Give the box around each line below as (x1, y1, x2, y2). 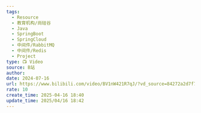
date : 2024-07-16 (6, 75, 50, 81)
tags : (6, 8, 20, 15)
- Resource (11, 14, 39, 20)
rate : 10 (6, 87, 28, 93)
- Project (11, 53, 36, 59)
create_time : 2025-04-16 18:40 (6, 92, 84, 98)
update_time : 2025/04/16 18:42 (6, 97, 84, 103)
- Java (11, 25, 28, 32)
